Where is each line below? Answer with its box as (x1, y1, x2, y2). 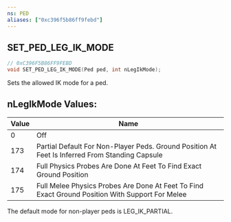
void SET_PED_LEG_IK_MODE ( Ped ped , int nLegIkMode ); (7, 66, 162, 73)
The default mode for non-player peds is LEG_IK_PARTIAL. (7, 207, 173, 215)
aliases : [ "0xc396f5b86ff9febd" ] (7, 16, 103, 23)
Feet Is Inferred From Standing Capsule (36, 150, 163, 160)
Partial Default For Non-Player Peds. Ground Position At (36, 141, 217, 151)
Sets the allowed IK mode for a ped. (7, 79, 109, 87)
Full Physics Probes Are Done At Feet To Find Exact (36, 161, 202, 171)
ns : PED (7, 10, 30, 17)
